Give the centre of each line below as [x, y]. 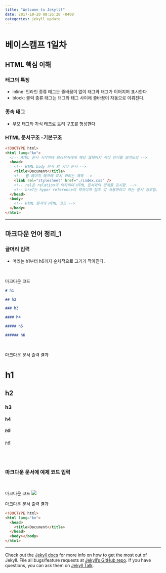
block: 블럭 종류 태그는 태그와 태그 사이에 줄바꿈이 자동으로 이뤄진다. [78, 98]
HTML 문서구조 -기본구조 [34, 138]
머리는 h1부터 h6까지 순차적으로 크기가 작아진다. [59, 261]
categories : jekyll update [33, 19]
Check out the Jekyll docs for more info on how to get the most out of [76, 555]
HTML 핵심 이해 [28, 65]
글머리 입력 [18, 249]
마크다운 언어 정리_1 [33, 234]
